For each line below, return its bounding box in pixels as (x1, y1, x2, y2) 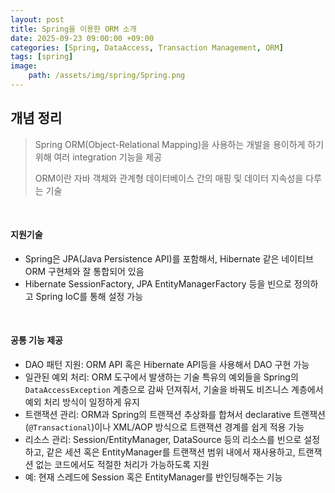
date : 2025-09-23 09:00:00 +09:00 (10, 33, 155, 43)
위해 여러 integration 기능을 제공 (34, 151, 163, 163)
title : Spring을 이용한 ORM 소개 (10, 24, 137, 34)
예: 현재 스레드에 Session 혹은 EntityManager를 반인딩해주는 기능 (24, 471, 283, 483)
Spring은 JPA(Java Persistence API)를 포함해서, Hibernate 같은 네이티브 (24, 252, 314, 265)
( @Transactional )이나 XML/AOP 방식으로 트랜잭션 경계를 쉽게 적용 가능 (24, 421, 305, 433)
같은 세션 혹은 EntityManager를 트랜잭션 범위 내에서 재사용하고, (46, 446, 296, 458)
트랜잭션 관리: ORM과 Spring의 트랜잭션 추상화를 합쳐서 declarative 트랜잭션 (24, 409, 326, 421)
